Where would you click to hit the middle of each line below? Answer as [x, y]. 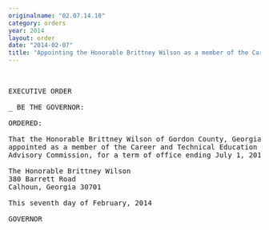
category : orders [37, 23]
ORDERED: [25, 123]
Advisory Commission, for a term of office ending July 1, [127, 155]
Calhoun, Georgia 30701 [55, 187]
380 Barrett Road [42, 179]
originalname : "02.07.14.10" [57, 16]
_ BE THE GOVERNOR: [46, 107]
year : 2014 [26, 30]
